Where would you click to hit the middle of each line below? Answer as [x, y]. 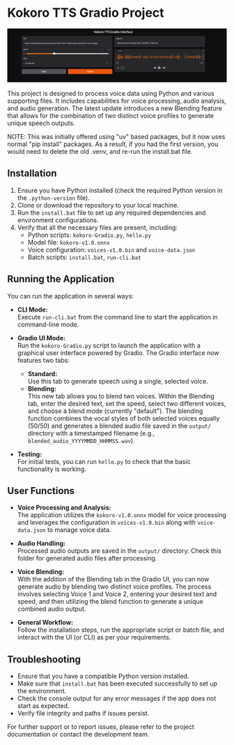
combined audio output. [52, 609]
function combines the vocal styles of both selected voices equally [124, 418]
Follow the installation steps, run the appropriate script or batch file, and [120, 630]
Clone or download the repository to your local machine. [98, 205]
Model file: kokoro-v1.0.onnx [69, 242]
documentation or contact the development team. [78, 735]
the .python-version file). [54, 198]
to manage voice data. [79, 530]
